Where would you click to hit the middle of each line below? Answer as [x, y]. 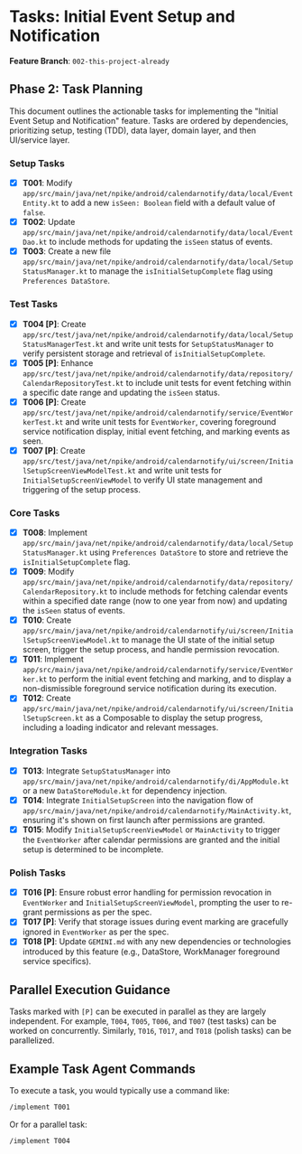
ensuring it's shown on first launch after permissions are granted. [144, 820]
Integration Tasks [49, 751]
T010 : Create [47, 620]
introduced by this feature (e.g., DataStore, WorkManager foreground [151, 952]
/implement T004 [40, 1140]
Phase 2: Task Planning [76, 89]
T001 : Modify [47, 183]
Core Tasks [35, 512]
